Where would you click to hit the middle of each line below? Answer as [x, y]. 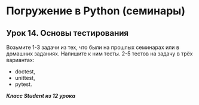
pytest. [23, 84]
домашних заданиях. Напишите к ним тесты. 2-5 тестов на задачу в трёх [99, 54]
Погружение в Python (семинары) [96, 11]
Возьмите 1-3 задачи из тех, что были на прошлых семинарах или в [93, 47]
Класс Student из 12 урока [41, 96]
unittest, [25, 78]
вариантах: [20, 60]
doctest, [25, 72]
